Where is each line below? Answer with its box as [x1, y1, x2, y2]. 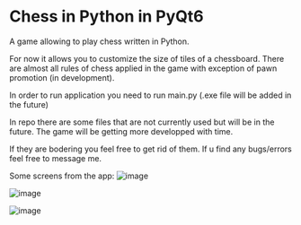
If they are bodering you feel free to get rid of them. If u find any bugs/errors [9, 143, 292, 154]
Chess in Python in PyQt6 [9, 6, 204, 27]
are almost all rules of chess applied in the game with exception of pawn [9, 63, 278, 74]
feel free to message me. [9, 152, 102, 163]
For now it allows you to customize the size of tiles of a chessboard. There [9, 53, 285, 64]
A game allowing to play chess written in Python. [9, 36, 190, 47]
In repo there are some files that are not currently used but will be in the [9, 117, 275, 127]
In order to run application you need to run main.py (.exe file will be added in [9, 90, 292, 100]
